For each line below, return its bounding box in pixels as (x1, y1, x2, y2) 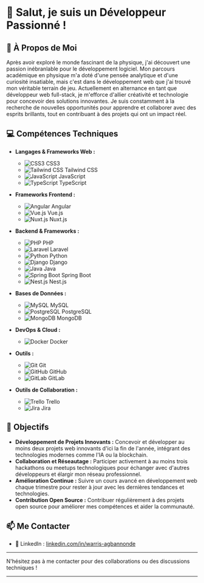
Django (49, 258, 68, 266)
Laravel (50, 246, 69, 253)
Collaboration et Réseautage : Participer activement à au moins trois (15, 457, 188, 464)
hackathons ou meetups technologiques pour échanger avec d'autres (15, 464, 190, 471)
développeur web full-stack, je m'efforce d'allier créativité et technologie (6, 91, 189, 98)
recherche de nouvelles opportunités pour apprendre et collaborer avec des (6, 104, 196, 111)
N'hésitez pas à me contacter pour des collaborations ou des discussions (6, 557, 190, 565)
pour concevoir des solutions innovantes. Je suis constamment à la (6, 97, 175, 105)
